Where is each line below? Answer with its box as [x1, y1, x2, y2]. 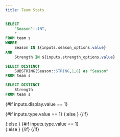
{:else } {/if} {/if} [5, 126, 39, 132]
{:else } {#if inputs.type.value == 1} [5, 121, 79, 127]
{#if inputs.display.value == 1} [5, 101, 68, 107]
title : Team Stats [5, 7, 44, 13]
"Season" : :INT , [14, 26, 47, 31]
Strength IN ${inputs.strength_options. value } [14, 54, 115, 60]
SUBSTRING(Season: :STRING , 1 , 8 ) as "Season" [14, 68, 109, 74]
